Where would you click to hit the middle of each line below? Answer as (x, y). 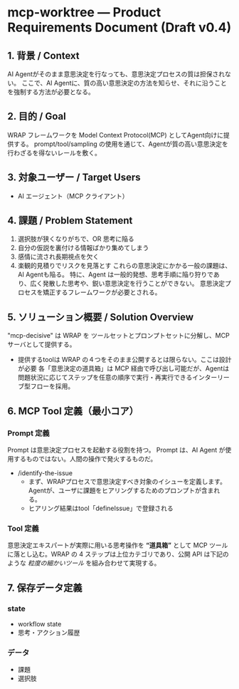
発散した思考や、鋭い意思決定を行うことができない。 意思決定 (134, 284)
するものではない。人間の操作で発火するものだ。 (85, 459)
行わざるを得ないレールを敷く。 (54, 152)
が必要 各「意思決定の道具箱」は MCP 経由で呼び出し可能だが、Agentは (123, 368)
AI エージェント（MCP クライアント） (73, 196)
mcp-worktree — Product (84, 12)
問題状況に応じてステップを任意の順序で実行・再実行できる (105, 378)
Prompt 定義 (28, 433)
